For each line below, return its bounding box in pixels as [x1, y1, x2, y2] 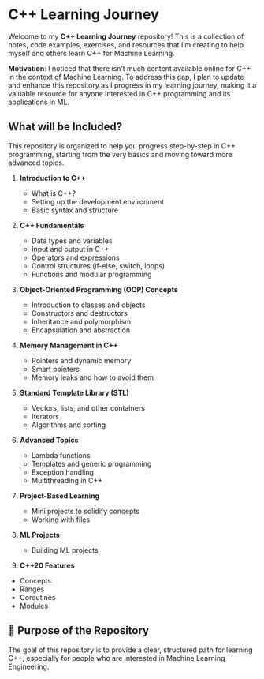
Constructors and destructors [31, 308, 128, 317]
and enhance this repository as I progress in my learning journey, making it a [8, 81, 257, 90]
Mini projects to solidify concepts [31, 506, 140, 516]
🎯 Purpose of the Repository [8, 624, 150, 637]
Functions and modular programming [31, 269, 152, 279]
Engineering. [8, 662, 50, 671]
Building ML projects [31, 545, 99, 554]
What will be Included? [8, 120, 123, 133]
